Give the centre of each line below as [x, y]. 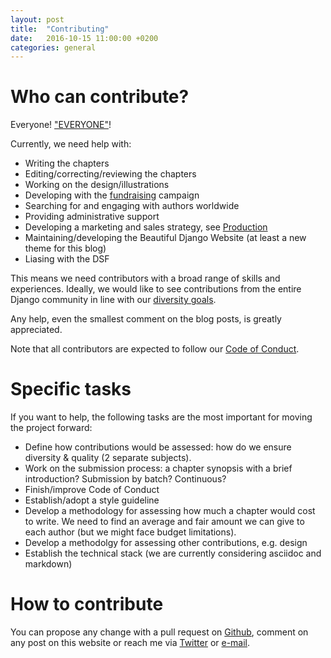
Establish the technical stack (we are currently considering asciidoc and [173, 553]
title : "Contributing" [60, 29]
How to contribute [87, 604]
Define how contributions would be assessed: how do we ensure [158, 447]
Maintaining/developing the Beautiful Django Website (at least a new [165, 238]
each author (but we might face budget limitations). [130, 532]
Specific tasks [71, 389]
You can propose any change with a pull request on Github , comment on [159, 632]
